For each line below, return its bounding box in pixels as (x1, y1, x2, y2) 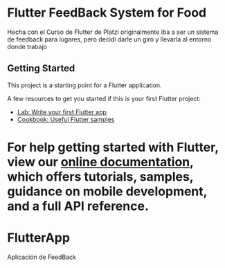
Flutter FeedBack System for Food (7, 5, 206, 21)
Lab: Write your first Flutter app (17, 107, 107, 116)
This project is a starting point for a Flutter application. (7, 81, 162, 89)
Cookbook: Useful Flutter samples (17, 115, 115, 123)
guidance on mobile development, (7, 184, 208, 199)
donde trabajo (7, 42, 47, 51)
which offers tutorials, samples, (7, 168, 194, 184)
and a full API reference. (7, 198, 149, 214)
